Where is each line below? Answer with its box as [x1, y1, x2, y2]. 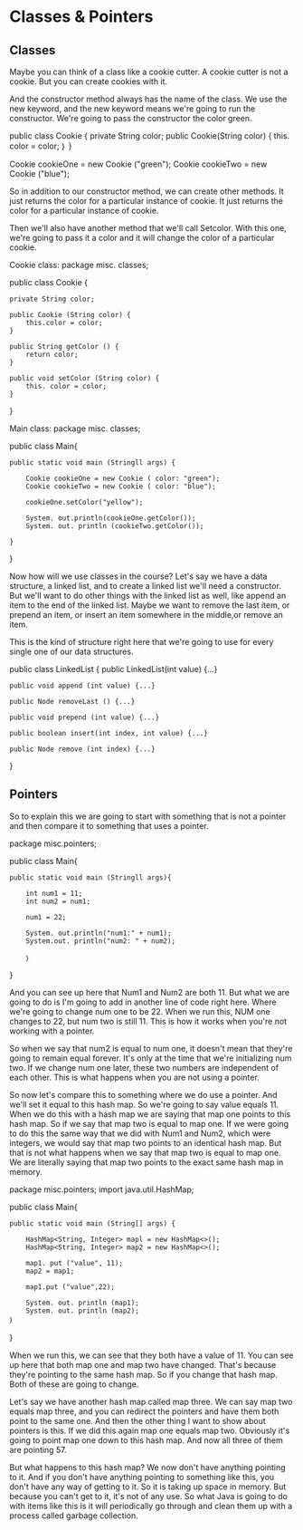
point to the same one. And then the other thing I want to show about [9, 1415, 267, 1426]
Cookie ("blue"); [9, 168, 70, 178]
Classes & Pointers [9, 6, 154, 27]
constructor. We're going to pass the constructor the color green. [9, 113, 252, 123]
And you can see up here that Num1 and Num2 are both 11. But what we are [9, 986, 290, 997]
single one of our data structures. [9, 646, 134, 657]
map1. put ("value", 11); [25, 1258, 124, 1267]
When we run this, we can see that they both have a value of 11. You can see [9, 1350, 294, 1361]
